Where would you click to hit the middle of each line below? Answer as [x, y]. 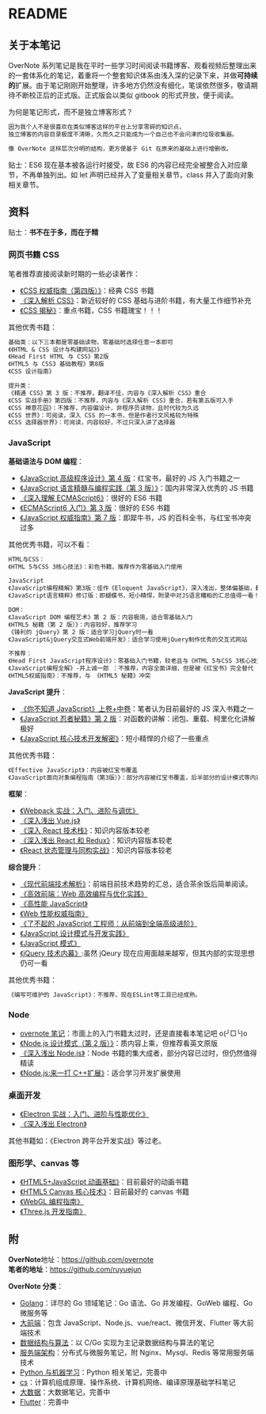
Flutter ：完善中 [44, 1402]
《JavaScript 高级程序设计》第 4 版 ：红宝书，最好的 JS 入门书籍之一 [130, 478]
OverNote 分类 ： [36, 1287]
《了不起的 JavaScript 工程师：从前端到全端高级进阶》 [108, 923]
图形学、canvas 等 [44, 1163]
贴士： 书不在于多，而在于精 [53, 232]
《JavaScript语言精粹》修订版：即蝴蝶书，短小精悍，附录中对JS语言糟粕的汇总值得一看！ [134, 596]
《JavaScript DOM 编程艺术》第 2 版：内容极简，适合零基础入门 [101, 617]
